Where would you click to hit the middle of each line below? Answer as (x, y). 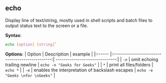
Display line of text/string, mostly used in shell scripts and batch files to (79, 20)
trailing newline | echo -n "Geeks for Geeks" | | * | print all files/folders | (79, 64)
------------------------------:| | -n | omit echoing (107, 59)
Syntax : (13, 35)
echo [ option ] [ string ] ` (31, 44)
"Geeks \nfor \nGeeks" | (30, 75)
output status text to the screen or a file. (47, 25)
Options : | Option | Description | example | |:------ (57, 54)
